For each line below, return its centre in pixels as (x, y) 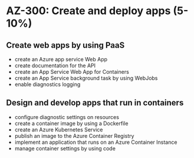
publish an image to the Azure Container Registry (74, 136)
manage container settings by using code (65, 148)
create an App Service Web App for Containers (72, 72)
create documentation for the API (55, 65)
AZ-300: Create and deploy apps (88, 11)
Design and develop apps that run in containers (95, 103)
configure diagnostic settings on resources (67, 117)
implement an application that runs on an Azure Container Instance (96, 142)
